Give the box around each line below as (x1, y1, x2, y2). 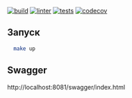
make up (13, 45, 36, 52)
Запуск (7, 26, 40, 38)
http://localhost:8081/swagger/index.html (7, 83, 126, 91)
